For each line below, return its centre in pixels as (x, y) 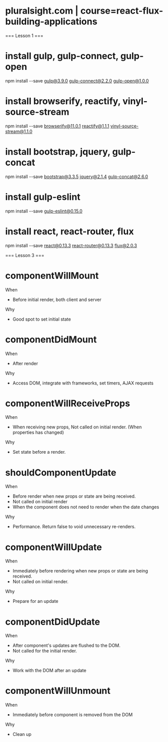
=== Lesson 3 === (25, 255)
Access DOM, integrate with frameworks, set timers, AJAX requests (83, 383)
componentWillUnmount (58, 691)
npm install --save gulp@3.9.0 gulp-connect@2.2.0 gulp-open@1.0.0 (77, 80)
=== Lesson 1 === (24, 35)
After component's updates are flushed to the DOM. (67, 645)
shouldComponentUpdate (61, 472)
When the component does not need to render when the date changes (86, 507)
